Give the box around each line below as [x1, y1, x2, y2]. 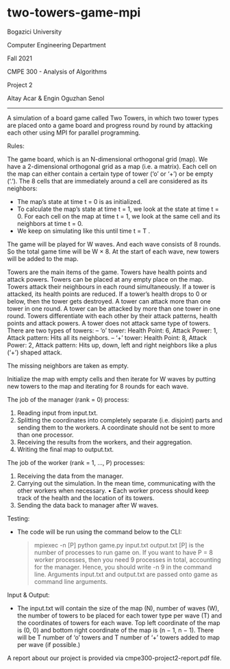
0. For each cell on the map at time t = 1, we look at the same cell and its [16, 212, 220, 220]
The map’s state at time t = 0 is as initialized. [16, 197, 142, 205]
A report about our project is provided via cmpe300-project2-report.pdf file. [7, 654, 222, 662]
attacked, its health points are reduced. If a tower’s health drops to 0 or [7, 290, 207, 298]
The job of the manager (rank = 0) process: [7, 395, 129, 403]
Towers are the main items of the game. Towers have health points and [7, 268, 207, 276]
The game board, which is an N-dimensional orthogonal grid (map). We [7, 155, 208, 163]
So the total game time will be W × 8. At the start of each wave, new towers [7, 247, 220, 256]
